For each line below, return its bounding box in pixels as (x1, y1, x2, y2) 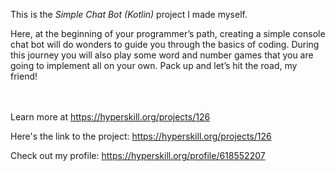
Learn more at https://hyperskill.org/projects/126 (10, 111, 211, 123)
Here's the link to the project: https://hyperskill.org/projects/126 (10, 130, 272, 142)
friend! (10, 70, 38, 82)
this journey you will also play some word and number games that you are (10, 49, 314, 61)
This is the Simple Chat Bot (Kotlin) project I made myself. (10, 9, 248, 20)
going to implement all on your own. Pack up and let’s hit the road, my (10, 60, 298, 71)
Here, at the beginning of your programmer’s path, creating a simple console (10, 28, 326, 39)
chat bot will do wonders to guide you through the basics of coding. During (10, 39, 320, 50)
